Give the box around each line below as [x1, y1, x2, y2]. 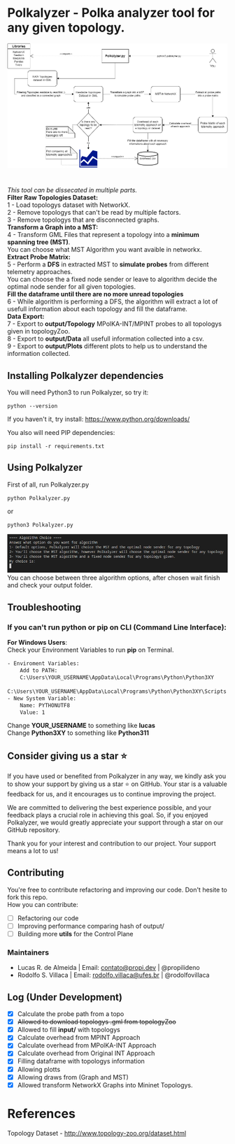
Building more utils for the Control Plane [17, 929, 134, 938]
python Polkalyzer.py [7, 494, 71, 501]
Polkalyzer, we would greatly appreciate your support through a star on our [7, 818, 224, 827]
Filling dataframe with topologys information [17, 1057, 145, 1066]
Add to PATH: [20, 667, 58, 674]
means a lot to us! [7, 846, 59, 855]
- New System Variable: [7, 695, 77, 702]
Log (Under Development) [7, 991, 122, 1003]
